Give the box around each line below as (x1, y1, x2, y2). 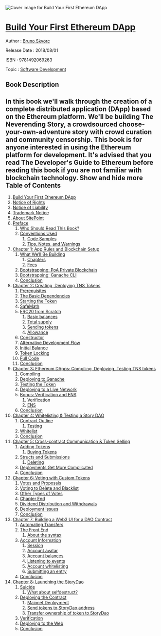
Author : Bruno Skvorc (5, 38, 50, 44)
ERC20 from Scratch (19, 309, 61, 315)
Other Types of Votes (19, 491, 63, 497)
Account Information (19, 537, 61, 543)
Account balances (27, 553, 64, 559)
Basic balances (27, 314, 58, 320)
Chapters (27, 257, 46, 263)
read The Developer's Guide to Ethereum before (5, 158, 154, 166)
